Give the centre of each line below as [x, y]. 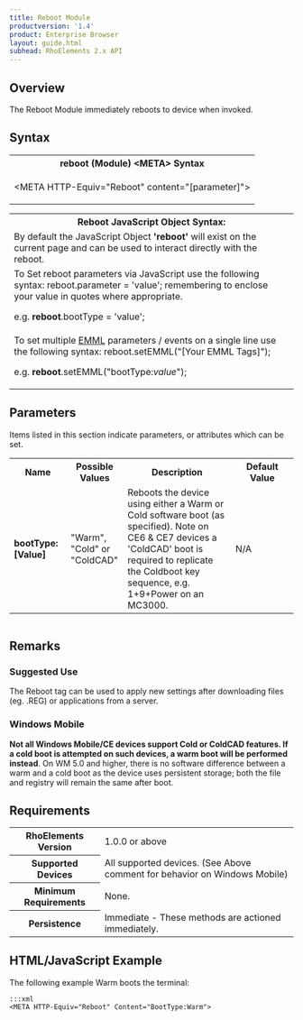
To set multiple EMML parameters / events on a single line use [145, 340]
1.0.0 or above [135, 841]
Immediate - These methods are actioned [193, 917]
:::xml [22, 999]
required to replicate [170, 560]
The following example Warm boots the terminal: [99, 982]
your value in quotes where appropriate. [98, 296]
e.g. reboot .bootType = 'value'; [79, 317]
